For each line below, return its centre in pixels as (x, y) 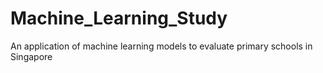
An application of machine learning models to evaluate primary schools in (161, 46)
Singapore (31, 56)
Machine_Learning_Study (119, 18)
